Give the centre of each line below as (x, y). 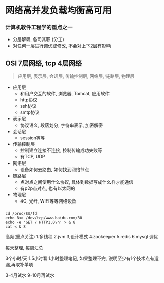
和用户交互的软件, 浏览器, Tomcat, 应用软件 (65, 94)
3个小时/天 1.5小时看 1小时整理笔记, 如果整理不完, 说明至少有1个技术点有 (80, 258)
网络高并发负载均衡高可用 (59, 10)
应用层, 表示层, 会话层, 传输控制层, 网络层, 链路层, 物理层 (76, 76)
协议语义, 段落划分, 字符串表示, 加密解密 (62, 125)
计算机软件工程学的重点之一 (39, 27)
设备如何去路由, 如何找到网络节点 (54, 170)
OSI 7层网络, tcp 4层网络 (44, 63)
